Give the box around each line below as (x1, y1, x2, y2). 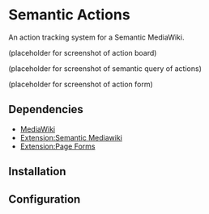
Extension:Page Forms (19, 141, 96, 151)
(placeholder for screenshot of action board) (8, 48, 157, 57)
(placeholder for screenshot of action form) (8, 79, 154, 89)
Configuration (8, 192, 81, 206)
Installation (8, 165, 66, 178)
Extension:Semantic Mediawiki (19, 132, 123, 142)
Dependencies (8, 103, 83, 116)
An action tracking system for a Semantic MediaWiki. (8, 32, 185, 42)
